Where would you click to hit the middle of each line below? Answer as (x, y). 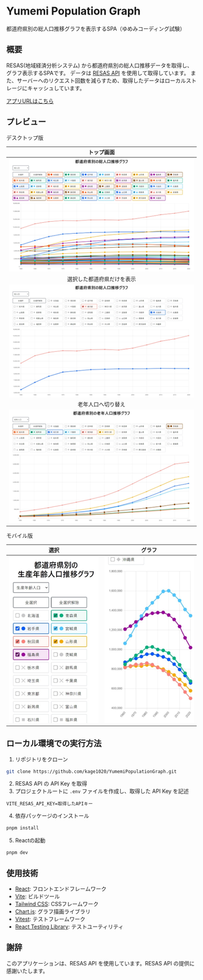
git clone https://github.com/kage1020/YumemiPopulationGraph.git (92, 771)
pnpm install (23, 828)
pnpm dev (17, 853)
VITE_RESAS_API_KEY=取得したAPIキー (50, 804)
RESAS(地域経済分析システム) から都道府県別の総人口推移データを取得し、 (99, 65)
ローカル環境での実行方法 (54, 743)
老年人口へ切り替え (101, 405)
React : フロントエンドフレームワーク (61, 889)
